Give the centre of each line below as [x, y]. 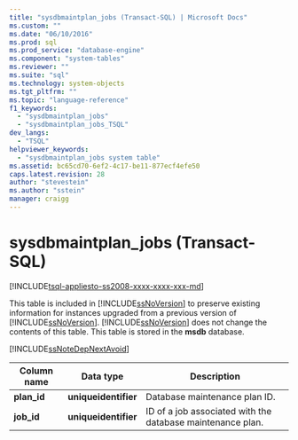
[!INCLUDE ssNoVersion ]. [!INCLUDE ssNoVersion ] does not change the [138, 322]
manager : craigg [39, 199]
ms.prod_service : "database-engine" [77, 51]
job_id [27, 416]
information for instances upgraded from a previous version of [123, 312]
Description [215, 376]
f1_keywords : [33, 108]
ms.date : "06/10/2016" [51, 34]
